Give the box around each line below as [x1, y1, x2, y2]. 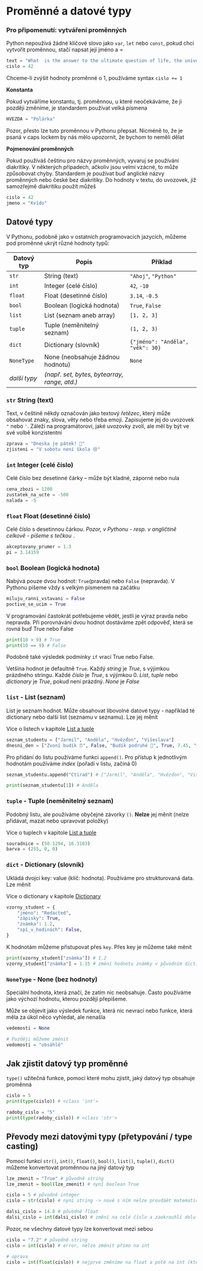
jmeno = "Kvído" [6, 200, 47, 206]
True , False [129, 301, 161, 310]
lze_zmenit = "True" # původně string [6, 1175, 104, 1181]
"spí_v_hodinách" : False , [17, 927, 83, 933]
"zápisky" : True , [17, 915, 61, 922]
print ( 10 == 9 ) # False [6, 642, 66, 649]
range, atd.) [44, 378, 78, 386]
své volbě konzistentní [6, 429, 62, 436]
